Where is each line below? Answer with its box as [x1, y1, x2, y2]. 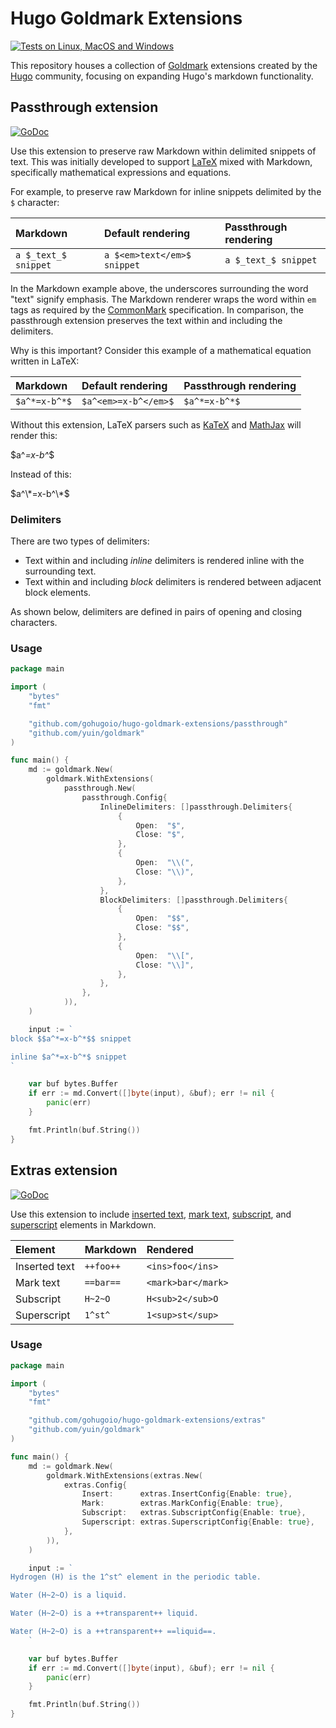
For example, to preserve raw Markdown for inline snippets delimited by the [10, 185, 322, 197]
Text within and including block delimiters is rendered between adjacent [24, 576, 322, 588]
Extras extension [10, 1162, 118, 1179]
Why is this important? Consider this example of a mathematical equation [10, 344, 312, 356]
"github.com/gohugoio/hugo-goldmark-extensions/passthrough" [28, 718, 288, 729]
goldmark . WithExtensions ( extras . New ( [46, 1470, 203, 1481]
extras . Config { [63, 1480, 128, 1490]
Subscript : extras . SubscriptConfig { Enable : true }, [81, 1508, 307, 1518]
